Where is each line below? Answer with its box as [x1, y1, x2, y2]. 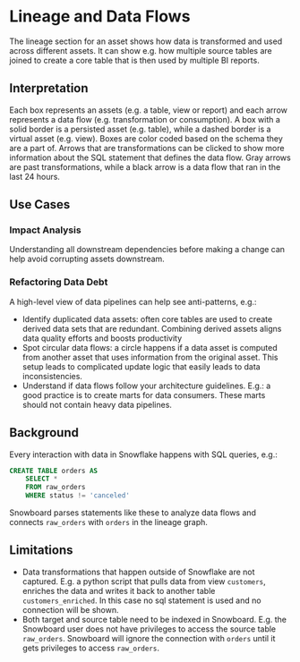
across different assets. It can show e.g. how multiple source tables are [9, 45, 272, 55]
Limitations [9, 543, 73, 558]
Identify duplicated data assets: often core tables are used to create [21, 313, 273, 324]
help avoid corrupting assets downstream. [9, 253, 166, 265]
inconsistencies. [21, 370, 83, 381]
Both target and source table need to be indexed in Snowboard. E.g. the [21, 614, 287, 624]
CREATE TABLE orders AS [9, 466, 99, 475]
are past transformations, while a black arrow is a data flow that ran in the [9, 161, 281, 172]
